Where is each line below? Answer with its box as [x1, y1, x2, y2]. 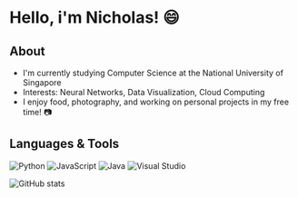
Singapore [22, 77, 62, 88]
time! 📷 [22, 107, 53, 117]
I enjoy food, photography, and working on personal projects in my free [22, 96, 289, 107]
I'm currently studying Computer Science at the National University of [22, 67, 284, 78]
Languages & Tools [9, 136, 120, 152]
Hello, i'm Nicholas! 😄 [9, 7, 180, 28]
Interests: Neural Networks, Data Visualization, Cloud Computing [22, 87, 265, 97]
